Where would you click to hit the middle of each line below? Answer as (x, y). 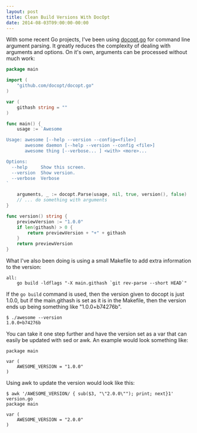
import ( (17, 80)
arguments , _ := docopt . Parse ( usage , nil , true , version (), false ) (102, 195)
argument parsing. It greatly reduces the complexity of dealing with (88, 46)
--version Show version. (44, 173)
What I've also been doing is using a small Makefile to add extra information (99, 261)
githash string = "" (42, 108)
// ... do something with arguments (62, 200)
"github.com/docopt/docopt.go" (55, 86)
